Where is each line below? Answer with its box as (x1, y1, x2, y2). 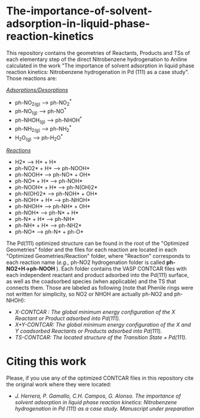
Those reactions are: (6, 75, 57, 82)
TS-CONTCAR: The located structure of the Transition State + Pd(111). (14, 334, 187, 341)
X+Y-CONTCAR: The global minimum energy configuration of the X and (14, 321, 191, 328)
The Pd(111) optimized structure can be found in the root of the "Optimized (6, 240, 189, 247)
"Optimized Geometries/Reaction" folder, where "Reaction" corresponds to (6, 253, 190, 260)
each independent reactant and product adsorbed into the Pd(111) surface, (6, 272, 189, 279)
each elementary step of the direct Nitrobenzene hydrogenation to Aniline (6, 56, 187, 63)
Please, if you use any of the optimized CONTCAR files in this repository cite (6, 374, 194, 382)
